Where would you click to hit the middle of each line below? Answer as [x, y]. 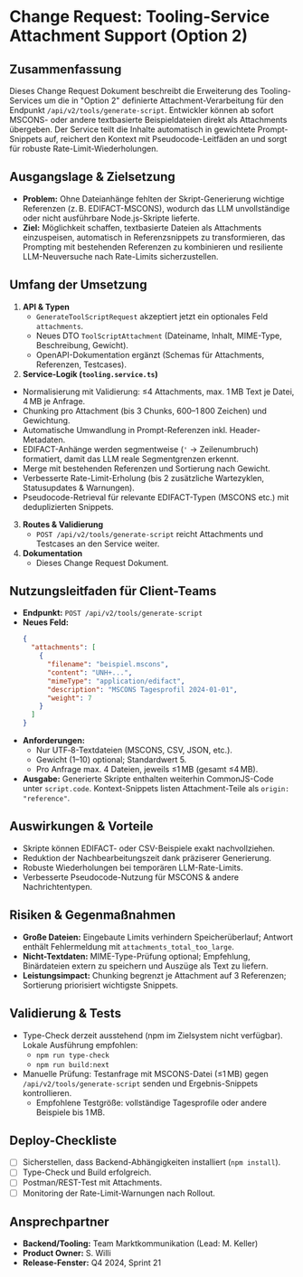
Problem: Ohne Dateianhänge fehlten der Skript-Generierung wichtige [153, 199]
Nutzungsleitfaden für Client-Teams [113, 591]
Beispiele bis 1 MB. [71, 1112]
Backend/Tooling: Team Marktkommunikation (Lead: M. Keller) [140, 1244]
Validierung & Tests [66, 1013]
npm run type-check [73, 1055]
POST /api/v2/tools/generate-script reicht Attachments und [150, 534]
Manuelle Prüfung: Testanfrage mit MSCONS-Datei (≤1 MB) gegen [145, 1074]
